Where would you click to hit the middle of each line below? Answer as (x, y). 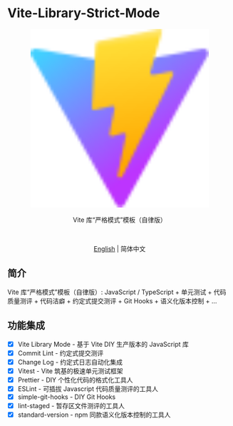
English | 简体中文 (120, 248)
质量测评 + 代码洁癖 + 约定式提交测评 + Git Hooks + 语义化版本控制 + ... (112, 300)
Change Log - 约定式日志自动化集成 (70, 362)
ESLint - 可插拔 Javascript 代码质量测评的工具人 (88, 389)
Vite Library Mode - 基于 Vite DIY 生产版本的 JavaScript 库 (103, 344)
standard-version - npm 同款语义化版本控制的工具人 (94, 415)
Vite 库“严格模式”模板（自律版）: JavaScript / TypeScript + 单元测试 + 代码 (117, 292)
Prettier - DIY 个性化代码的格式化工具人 (75, 380)
